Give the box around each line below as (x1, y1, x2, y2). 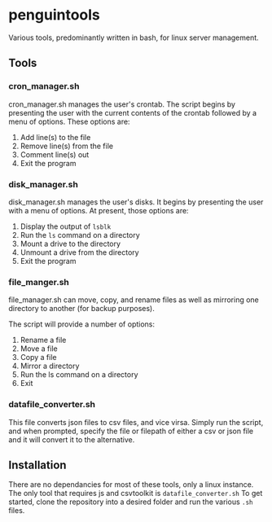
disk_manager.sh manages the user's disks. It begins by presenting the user (8, 197, 264, 207)
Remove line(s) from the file (20, 141, 114, 151)
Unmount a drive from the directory (20, 247, 140, 257)
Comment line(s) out (20, 149, 90, 160)
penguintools (8, 6, 100, 24)
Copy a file (20, 353, 57, 362)
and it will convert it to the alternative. (8, 434, 135, 445)
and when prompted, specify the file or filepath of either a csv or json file (8, 426, 254, 436)
